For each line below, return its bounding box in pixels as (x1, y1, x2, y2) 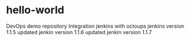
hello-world (6, 3, 65, 17)
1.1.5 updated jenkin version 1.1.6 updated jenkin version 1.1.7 (6, 28, 152, 35)
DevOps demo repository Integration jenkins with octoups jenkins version (6, 23, 185, 29)
